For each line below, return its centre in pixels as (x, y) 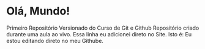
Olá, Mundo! (38, 11)
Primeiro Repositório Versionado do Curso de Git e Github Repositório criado (103, 28)
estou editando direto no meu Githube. (55, 41)
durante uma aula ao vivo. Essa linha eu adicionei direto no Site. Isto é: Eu (99, 34)
